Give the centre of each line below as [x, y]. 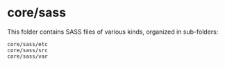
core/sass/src [28, 50]
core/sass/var [28, 56]
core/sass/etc [28, 44]
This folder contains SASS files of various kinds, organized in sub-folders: [113, 32]
